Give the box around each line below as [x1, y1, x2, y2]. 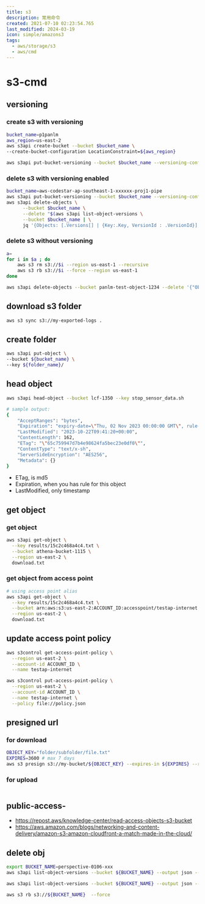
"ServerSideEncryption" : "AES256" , [17, 451, 108, 458]
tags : [6, 37, 20, 43]
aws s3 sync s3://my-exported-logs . [6, 317, 103, 324]
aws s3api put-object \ [6, 350, 67, 357]
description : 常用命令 [6, 15, 60, 21]
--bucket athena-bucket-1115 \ [12, 548, 92, 554]
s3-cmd [6, 75, 48, 89]
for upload [6, 775, 38, 784]
